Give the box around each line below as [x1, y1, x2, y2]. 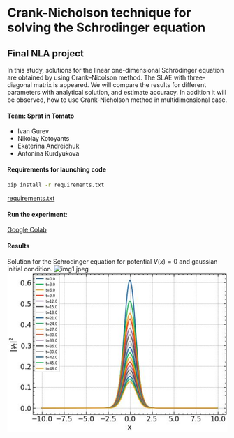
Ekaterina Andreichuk [17, 142, 80, 151]
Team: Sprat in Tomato [7, 112, 75, 120]
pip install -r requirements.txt [7, 181, 105, 189]
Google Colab [7, 225, 47, 234]
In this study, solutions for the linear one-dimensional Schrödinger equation [7, 66, 224, 74]
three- [187, 73, 206, 82]
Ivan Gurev [17, 127, 50, 135]
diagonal [7, 81, 33, 89]
